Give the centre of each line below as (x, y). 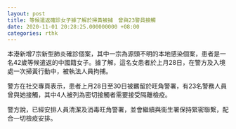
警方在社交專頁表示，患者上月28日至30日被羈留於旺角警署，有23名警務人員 (117, 86)
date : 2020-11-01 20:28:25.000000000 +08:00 (73, 26)
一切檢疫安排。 (35, 119)
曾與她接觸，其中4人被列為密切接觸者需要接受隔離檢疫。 (90, 95)
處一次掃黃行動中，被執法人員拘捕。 (60, 71)
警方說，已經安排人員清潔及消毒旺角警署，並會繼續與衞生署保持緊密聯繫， (115, 109)
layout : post (26, 14)
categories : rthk (33, 33)
